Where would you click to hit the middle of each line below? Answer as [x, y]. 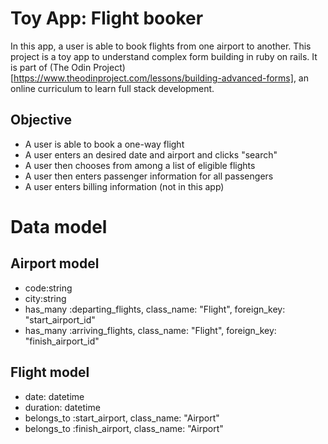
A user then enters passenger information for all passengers [149, 176]
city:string [45, 298]
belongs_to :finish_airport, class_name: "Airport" [124, 428]
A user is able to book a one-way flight [104, 144]
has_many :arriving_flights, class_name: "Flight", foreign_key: [150, 330]
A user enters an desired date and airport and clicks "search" [151, 154]
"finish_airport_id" [62, 341]
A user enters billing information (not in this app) [124, 186]
